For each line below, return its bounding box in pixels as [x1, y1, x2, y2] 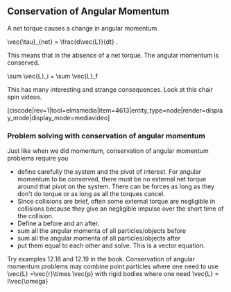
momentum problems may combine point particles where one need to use [7, 262, 219, 270]
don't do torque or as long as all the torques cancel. [17, 190, 165, 198]
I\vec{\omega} [7, 277, 49, 286]
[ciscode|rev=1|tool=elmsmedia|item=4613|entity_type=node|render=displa [7, 106, 223, 114]
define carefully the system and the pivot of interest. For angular [17, 168, 202, 176]
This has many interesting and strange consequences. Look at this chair [7, 85, 213, 93]
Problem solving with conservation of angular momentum [7, 131, 206, 140]
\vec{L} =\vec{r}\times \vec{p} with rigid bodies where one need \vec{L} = [7, 270, 219, 278]
